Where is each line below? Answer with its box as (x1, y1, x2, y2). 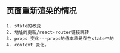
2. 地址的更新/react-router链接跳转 (6, 29, 90, 35)
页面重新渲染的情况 (6, 5, 77, 16)
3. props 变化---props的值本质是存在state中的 (6, 35, 115, 42)
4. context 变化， (6, 42, 50, 48)
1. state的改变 (6, 23, 41, 29)
